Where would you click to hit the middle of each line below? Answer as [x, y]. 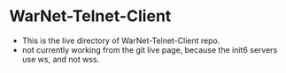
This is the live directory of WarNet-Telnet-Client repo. [121, 40]
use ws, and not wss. [61, 59]
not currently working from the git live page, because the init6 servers [150, 49]
